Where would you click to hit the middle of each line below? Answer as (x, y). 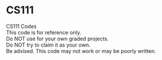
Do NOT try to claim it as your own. (48, 45)
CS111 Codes (21, 26)
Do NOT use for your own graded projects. (58, 38)
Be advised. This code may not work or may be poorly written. (81, 51)
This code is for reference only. (44, 32)
